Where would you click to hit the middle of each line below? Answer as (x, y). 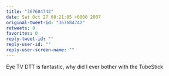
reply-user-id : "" (28, 45)
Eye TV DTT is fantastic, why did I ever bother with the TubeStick (84, 67)
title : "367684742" (30, 11)
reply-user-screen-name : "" (40, 50)
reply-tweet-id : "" (30, 39)
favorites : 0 (22, 34)
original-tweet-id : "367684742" (45, 22)
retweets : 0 (21, 28)
